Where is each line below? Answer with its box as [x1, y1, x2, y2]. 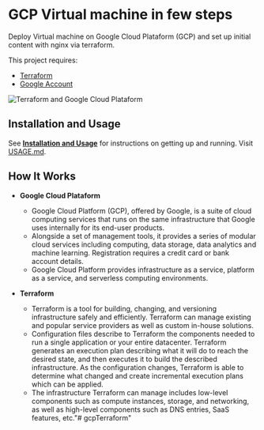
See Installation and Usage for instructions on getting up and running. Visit [8, 138, 254, 148]
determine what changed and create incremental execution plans [31, 371, 243, 380]
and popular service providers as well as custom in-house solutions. [31, 320, 255, 330]
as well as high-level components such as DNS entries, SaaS [31, 405, 230, 414]
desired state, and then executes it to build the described [31, 354, 217, 364]
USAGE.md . [8, 146, 47, 156]
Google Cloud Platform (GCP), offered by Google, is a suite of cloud [31, 206, 252, 215]
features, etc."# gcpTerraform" [31, 413, 132, 422]
